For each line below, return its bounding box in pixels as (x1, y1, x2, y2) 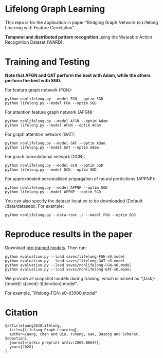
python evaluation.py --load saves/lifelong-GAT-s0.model (5, 258, 125, 263)
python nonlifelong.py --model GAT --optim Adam (5, 141, 106, 145)
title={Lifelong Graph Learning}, (9, 327, 79, 332)
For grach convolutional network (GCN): (5, 153, 85, 159)
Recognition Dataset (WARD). (5, 39, 64, 45)
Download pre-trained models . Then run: (5, 245, 87, 251)
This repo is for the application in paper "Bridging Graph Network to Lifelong (5, 19, 158, 25)
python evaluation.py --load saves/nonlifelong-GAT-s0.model (5, 267, 132, 272)
